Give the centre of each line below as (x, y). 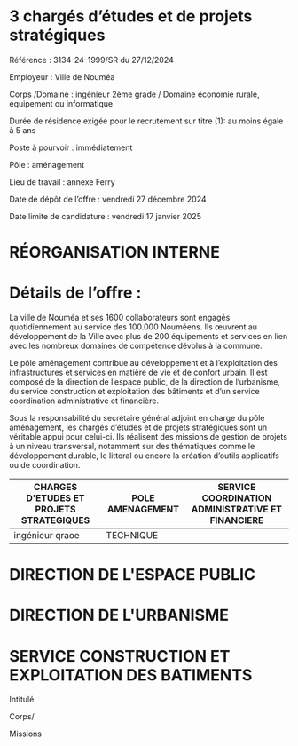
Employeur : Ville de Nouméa (62, 76)
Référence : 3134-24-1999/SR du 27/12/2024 (92, 60)
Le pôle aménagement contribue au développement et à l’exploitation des (143, 363)
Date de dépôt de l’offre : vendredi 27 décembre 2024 (108, 199)
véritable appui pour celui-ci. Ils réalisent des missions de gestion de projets (149, 437)
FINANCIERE (237, 520)
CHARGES (56, 488)
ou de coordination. (45, 465)
